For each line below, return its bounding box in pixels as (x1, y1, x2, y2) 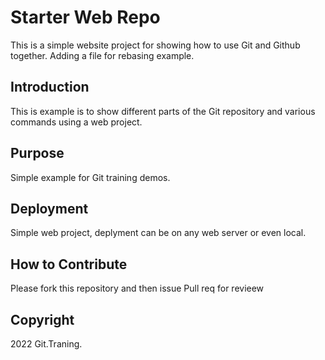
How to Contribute (10, 256, 128, 273)
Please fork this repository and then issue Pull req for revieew (10, 282, 265, 295)
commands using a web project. (10, 116, 143, 128)
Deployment (10, 200, 89, 217)
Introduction (10, 79, 90, 96)
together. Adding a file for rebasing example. (10, 49, 195, 61)
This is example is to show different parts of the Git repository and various (10, 105, 316, 117)
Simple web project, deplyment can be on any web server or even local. (10, 227, 307, 239)
